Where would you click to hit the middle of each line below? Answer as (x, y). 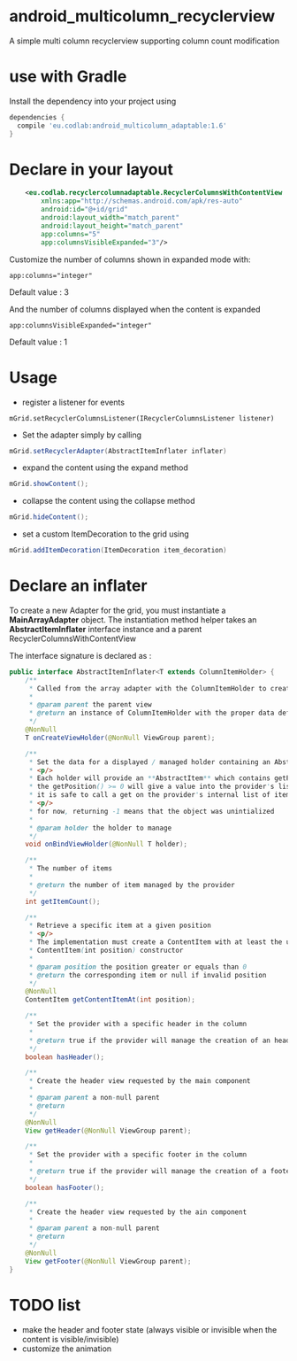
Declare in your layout (91, 169)
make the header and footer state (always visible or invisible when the (149, 1329)
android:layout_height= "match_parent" (112, 226)
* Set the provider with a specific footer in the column (138, 1155)
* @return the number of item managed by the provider (132, 885)
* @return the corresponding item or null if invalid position (148, 975)
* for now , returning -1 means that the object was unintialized (152, 811)
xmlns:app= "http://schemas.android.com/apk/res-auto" (142, 201)
